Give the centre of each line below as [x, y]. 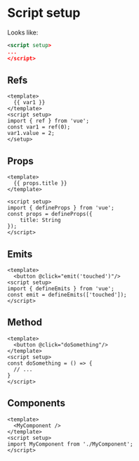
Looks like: [23, 32]
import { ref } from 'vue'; [48, 121]
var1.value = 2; [31, 134]
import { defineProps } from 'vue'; [61, 208]
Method [25, 322]
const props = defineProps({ [50, 214]
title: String [40, 220]
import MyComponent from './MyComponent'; [70, 444]
